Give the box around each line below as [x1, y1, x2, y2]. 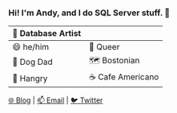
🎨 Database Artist [12, 28, 82, 39]
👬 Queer [88, 42, 120, 53]
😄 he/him [12, 42, 50, 53]
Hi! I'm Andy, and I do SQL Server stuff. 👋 [8, 7, 171, 18]
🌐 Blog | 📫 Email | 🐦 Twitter [8, 95, 103, 105]
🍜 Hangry [12, 72, 48, 83]
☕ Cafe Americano [88, 71, 159, 83]
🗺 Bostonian [88, 55, 140, 67]
